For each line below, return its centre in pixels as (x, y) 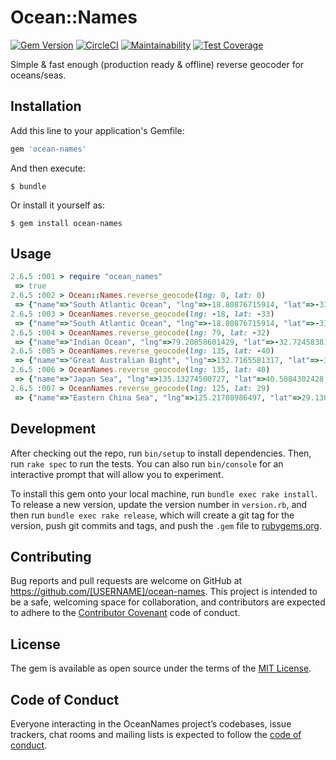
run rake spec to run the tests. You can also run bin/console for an (147, 463)
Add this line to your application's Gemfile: (97, 130)
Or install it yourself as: (57, 205)
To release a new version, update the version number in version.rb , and (159, 504)
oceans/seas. (38, 75)
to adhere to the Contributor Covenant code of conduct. (125, 613)
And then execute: (48, 168)
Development (53, 429)
